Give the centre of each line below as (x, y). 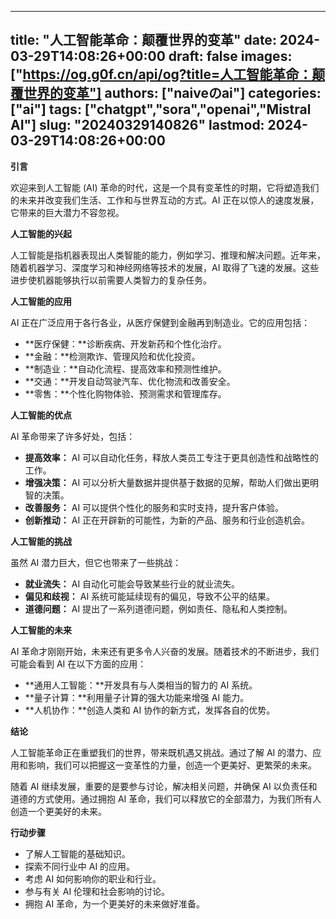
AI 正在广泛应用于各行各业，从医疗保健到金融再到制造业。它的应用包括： (160, 322)
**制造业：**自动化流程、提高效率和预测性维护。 (125, 368)
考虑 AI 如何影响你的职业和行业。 (93, 878)
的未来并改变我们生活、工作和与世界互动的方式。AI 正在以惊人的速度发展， (165, 200)
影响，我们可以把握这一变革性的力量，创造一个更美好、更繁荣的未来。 (172, 765)
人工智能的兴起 (41, 233)
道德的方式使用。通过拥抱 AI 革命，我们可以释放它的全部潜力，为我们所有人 (166, 798)
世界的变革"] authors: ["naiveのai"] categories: (172, 93)
